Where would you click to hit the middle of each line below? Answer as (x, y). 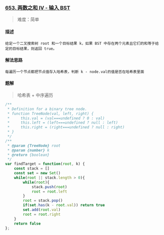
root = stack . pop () (43, 201)
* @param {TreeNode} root (34, 146)
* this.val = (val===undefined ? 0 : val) (56, 118)
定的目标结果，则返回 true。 (31, 49)
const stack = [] (32, 168)
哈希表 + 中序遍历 (35, 95)
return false (27, 223)
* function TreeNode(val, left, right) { (50, 114)
